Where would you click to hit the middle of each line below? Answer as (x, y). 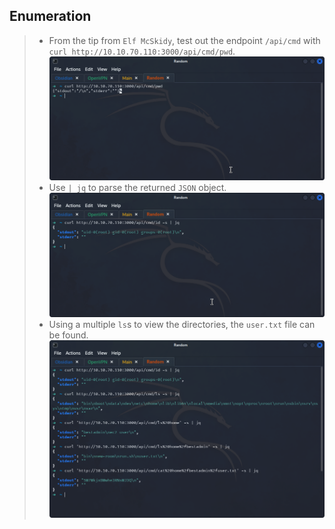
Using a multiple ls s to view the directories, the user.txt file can (182, 325)
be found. (68, 335)
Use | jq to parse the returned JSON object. (137, 188)
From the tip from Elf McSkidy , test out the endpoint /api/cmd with (184, 40)
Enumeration (50, 16)
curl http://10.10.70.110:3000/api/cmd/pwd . (142, 51)
